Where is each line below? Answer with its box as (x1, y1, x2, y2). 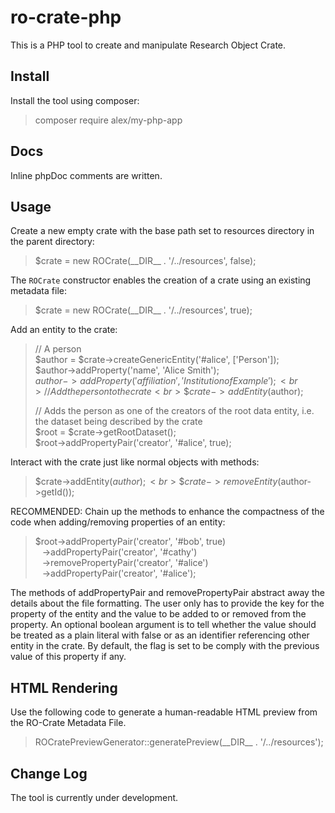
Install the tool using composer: (10, 94, 140, 106)
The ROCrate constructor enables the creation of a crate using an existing (10, 274, 312, 286)
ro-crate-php (10, 6, 122, 29)
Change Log (10, 765, 88, 782)
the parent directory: (10, 236, 95, 248)
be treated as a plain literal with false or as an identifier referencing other (10, 629, 310, 641)
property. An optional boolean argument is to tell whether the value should (10, 619, 317, 631)
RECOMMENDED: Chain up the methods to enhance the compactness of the (10, 506, 325, 518)
